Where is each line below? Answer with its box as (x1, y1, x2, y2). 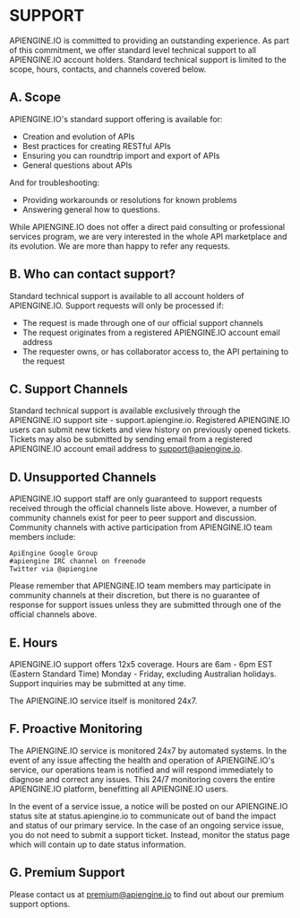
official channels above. (9, 609, 98, 620)
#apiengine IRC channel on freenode (9, 557, 146, 566)
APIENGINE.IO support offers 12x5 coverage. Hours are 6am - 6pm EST (9, 659, 273, 669)
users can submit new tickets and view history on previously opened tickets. (9, 424, 291, 436)
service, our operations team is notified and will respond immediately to (9, 764, 274, 775)
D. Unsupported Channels (9, 469, 157, 485)
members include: (9, 532, 76, 543)
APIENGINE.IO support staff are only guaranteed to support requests (9, 493, 262, 504)
